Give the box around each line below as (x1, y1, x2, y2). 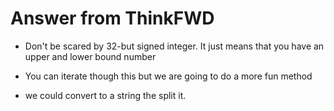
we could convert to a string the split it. (24, 89, 187, 101)
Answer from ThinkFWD (10, 7, 215, 30)
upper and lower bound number (24, 50, 157, 62)
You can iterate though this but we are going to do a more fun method (24, 70, 313, 82)
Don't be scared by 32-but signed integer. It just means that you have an (24, 40, 325, 52)
